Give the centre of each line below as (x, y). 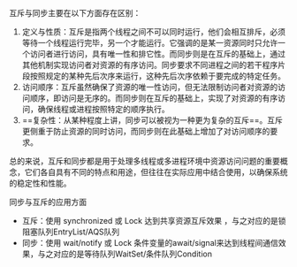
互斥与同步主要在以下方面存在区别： (75, 13)
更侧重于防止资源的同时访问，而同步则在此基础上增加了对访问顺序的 (146, 131)
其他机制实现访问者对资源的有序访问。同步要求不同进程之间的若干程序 (150, 65)
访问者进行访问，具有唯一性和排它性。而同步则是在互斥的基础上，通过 (157, 54)
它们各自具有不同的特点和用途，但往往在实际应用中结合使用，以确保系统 (156, 172)
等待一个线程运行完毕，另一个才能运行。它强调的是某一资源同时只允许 (150, 43)
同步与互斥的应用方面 (48, 202)
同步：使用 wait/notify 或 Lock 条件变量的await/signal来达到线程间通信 (150, 243)
